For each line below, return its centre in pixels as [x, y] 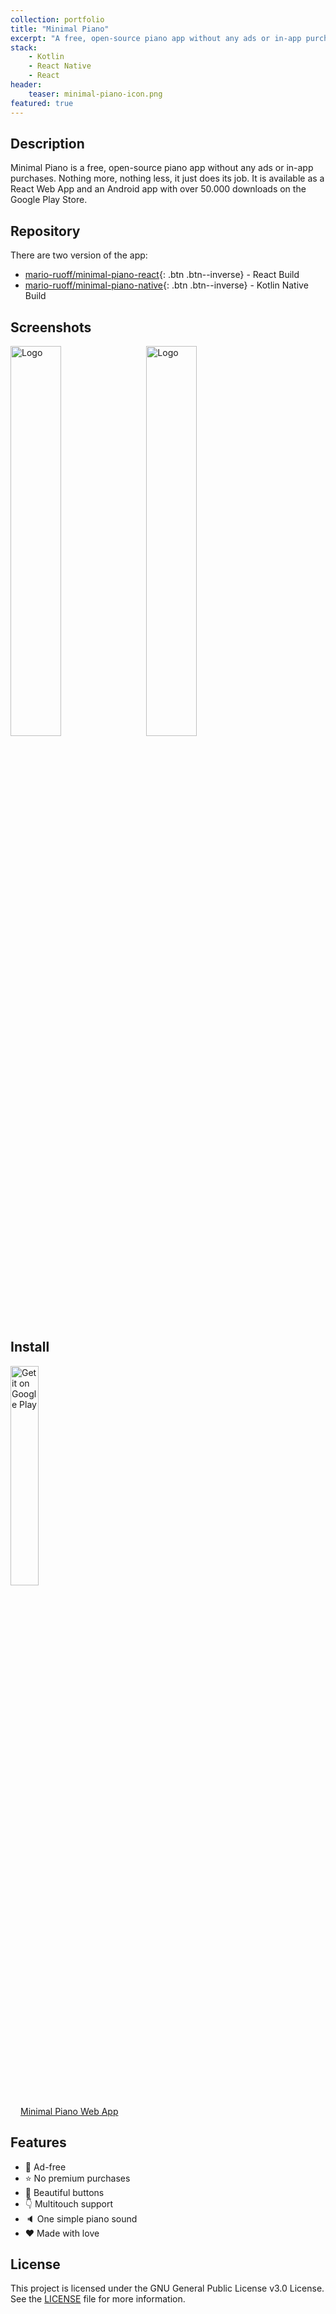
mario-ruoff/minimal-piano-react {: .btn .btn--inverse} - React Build [162, 275]
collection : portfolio [57, 19]
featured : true [42, 103]
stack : [24, 47]
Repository [45, 231]
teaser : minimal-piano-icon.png [95, 94]
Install [30, 1347]
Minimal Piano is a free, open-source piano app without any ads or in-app [162, 168]
